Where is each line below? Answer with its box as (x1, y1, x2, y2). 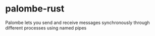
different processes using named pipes (5, 24, 87, 30)
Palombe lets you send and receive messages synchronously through (5, 19, 150, 25)
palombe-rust (5, 3, 65, 14)
